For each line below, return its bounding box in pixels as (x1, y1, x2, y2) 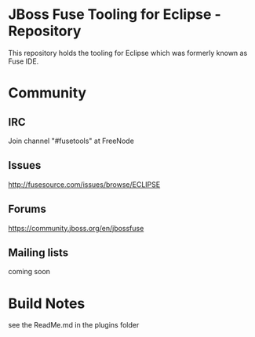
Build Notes (8, 295, 86, 312)
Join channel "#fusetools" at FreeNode (8, 136, 135, 145)
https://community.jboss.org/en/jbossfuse (8, 223, 144, 233)
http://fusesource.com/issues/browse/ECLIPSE (8, 179, 161, 189)
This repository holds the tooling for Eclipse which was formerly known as (8, 48, 248, 57)
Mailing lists (8, 246, 69, 259)
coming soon (8, 267, 51, 277)
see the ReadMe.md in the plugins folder (8, 321, 140, 330)
